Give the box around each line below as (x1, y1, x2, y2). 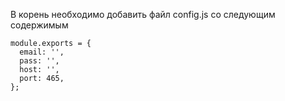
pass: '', (19, 56, 60, 66)
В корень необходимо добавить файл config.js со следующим (10, 9, 276, 20)
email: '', (19, 47, 65, 57)
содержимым (10, 19, 69, 31)
